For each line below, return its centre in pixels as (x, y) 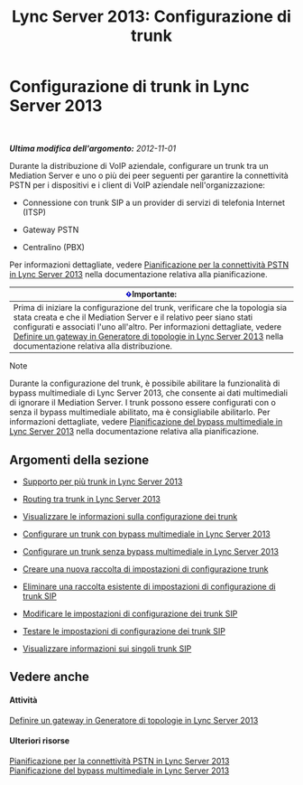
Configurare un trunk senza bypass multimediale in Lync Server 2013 (151, 551)
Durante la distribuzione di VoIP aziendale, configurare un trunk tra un (139, 165)
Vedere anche (50, 677)
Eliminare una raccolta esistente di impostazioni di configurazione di (149, 586)
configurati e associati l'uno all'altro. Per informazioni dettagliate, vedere (147, 326)
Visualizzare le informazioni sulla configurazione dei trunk (130, 516)
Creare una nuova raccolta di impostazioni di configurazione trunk (145, 569)
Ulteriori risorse (40, 741)
